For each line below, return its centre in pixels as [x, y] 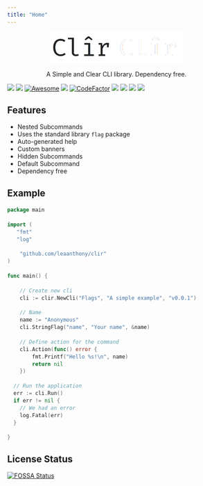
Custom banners [41, 149]
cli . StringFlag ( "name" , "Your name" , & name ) [85, 327]
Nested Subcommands [50, 127]
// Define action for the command [69, 342]
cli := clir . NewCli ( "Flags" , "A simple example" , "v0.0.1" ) [108, 298]
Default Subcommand [48, 164]
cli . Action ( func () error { [59, 349]
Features [27, 110]
